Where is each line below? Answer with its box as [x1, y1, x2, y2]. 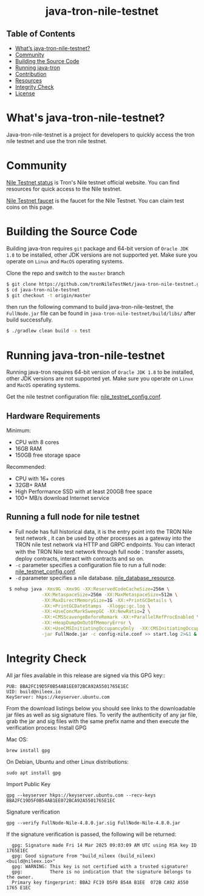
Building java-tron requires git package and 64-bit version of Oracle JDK [6, 244, 189, 252]
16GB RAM [15, 445, 42, 453]
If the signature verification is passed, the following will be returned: [6, 830, 177, 838]
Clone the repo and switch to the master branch [6, 269, 125, 277]
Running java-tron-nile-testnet [6, 348, 165, 362]
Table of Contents [6, 29, 76, 39]
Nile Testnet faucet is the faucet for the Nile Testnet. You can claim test [6, 197, 185, 204]
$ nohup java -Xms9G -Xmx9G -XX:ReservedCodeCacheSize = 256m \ [8, 586, 170, 592]
